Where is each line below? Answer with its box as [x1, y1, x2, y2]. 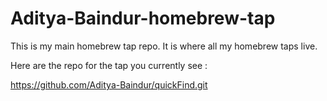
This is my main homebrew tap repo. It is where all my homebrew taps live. [10, 40, 318, 52]
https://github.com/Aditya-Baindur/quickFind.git [10, 78, 208, 91]
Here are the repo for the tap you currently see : [10, 59, 208, 71]
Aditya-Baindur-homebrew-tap [10, 7, 276, 30]
